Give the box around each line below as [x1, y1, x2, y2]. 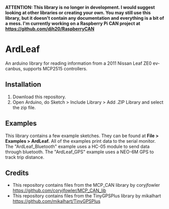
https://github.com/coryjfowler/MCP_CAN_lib [12, 187, 106, 194]
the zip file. [12, 104, 36, 110]
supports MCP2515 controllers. [23, 65, 87, 71]
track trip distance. [5, 154, 44, 160]
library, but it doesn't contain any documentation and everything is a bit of [5, 15, 164, 21]
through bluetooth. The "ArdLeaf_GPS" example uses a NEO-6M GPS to [5, 149, 154, 155]
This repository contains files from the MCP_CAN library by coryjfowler [12, 182, 160, 188]
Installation [5, 80, 41, 89]
